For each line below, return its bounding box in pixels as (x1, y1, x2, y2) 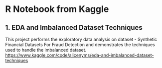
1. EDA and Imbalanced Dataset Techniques (5, 23, 143, 32)
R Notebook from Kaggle (5, 3, 109, 15)
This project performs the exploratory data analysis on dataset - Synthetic (5, 36, 158, 42)
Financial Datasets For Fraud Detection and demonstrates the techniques (5, 42, 156, 48)
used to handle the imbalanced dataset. (5, 47, 87, 53)
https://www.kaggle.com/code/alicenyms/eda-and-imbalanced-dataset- (5, 52, 154, 58)
